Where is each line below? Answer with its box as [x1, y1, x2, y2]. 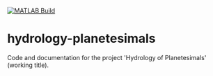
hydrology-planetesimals [7, 31, 156, 46]
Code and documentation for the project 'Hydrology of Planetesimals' [7, 53, 207, 61]
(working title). [7, 61, 49, 69]
